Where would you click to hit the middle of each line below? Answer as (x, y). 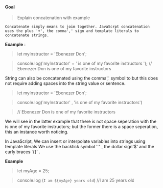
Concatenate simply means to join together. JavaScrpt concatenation (78, 27)
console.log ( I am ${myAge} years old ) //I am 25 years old (76, 180)
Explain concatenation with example (53, 18)
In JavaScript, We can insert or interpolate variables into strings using (75, 141)
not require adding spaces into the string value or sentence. (65, 83)
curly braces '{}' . (23, 152)
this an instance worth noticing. (37, 132)
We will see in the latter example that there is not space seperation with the (81, 121)
